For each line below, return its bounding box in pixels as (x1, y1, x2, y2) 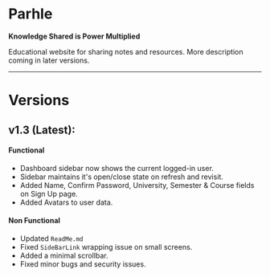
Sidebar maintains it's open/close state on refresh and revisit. (19, 172, 223, 181)
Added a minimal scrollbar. (19, 251, 108, 260)
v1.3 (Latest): (8, 123, 76, 136)
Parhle (8, 5, 53, 23)
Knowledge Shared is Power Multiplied (8, 31, 141, 41)
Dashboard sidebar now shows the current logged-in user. (19, 163, 215, 173)
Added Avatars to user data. (19, 198, 113, 207)
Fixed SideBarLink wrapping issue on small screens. (19, 242, 193, 251)
